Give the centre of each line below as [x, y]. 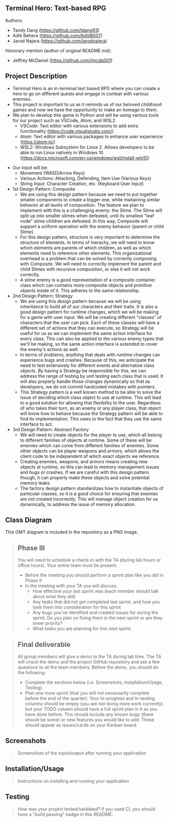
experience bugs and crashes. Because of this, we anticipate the [87, 360]
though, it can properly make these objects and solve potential [85, 477]
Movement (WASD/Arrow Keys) [53, 173]
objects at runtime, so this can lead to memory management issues [90, 467]
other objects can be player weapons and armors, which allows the [90, 451]
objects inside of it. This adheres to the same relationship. [80, 290]
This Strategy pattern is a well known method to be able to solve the [91, 392]
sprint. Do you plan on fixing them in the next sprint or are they [97, 618]
